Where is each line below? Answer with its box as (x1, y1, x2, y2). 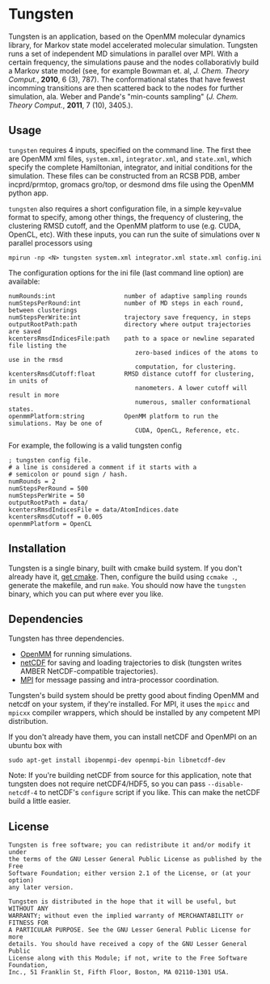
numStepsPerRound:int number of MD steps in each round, (8, 299, 244, 307)
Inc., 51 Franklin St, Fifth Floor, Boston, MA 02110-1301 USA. (8, 969, 230, 977)
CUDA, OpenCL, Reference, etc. (134, 426, 241, 435)
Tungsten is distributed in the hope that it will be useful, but (8, 898, 237, 906)
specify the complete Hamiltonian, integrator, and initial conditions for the (8, 162, 253, 172)
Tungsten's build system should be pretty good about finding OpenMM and (8, 691, 259, 700)
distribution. (8, 717, 49, 726)
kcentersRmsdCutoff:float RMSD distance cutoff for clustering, (8, 369, 255, 378)
